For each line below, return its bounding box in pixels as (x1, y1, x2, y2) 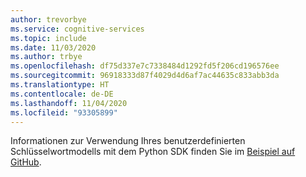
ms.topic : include (10, 33, 87, 43)
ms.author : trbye (10, 52, 83, 62)
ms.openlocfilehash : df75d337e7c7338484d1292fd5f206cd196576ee (10, 61, 280, 71)
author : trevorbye (10, 14, 87, 25)
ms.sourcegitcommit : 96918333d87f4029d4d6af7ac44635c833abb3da (10, 71, 280, 81)
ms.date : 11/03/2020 (10, 42, 97, 53)
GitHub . (10, 156, 42, 168)
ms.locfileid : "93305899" (10, 107, 118, 118)
